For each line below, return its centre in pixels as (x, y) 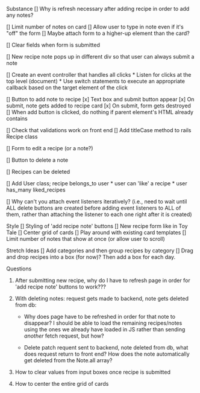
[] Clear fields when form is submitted (53, 45)
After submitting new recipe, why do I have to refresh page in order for (103, 280)
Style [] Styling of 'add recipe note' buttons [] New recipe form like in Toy (97, 226)
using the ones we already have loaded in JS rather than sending (105, 329)
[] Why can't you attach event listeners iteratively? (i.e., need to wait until (97, 201)
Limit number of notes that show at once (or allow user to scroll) (86, 239)
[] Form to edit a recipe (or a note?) (50, 148)
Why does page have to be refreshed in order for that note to (100, 317)
